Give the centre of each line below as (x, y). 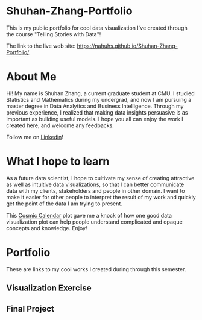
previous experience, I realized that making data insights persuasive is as (97, 112)
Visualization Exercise (49, 288)
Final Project (30, 309)
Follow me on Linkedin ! (35, 137)
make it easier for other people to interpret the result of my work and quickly (101, 197)
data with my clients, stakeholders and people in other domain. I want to (96, 190)
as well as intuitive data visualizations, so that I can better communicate (95, 184)
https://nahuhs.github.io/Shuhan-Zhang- (127, 46)
